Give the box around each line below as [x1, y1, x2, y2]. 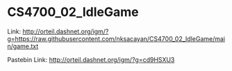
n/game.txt [7, 42, 39, 50]
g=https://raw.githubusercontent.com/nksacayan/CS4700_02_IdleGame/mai [7, 34, 226, 42]
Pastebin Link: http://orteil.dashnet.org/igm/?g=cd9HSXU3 [7, 55, 175, 63]
